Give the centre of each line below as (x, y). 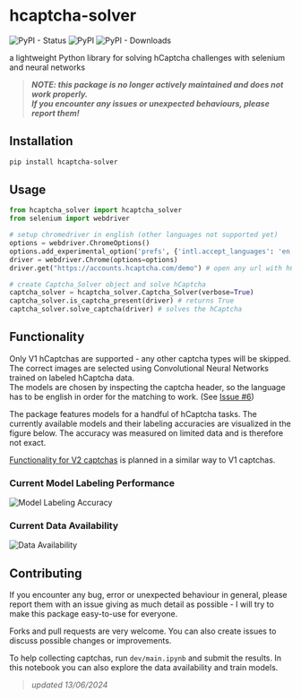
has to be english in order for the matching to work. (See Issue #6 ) (132, 396)
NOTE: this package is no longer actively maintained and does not (157, 84)
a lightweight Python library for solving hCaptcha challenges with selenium (147, 57)
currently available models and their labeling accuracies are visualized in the (150, 423)
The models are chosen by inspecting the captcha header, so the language (147, 387)
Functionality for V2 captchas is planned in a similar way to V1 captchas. (142, 460)
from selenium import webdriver (69, 219)
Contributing (46, 573)
